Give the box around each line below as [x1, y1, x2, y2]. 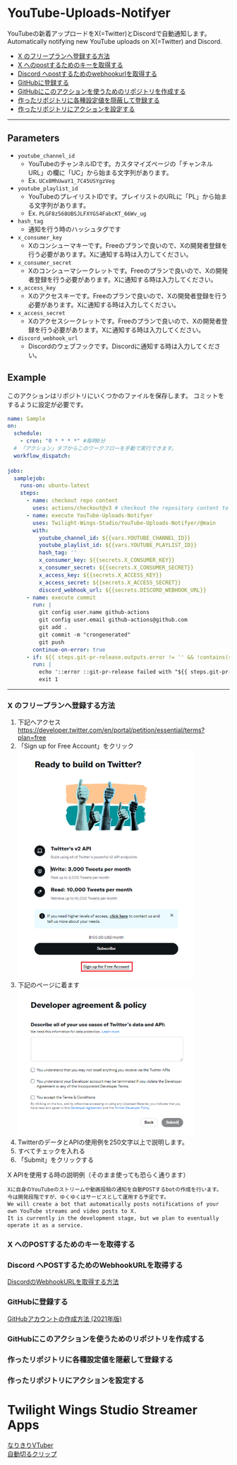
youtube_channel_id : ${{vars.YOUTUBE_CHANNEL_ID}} [38, 534, 191, 541]
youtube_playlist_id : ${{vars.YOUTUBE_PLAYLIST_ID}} [38, 542, 197, 549]
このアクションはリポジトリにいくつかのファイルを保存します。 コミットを [7, 391, 224, 400]
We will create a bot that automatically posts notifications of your [7, 1201, 219, 1208]
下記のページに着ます [17, 981, 80, 989]
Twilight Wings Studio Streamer [7, 1401, 197, 1418]
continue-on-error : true [32, 646, 106, 653]
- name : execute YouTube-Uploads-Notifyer [25, 512, 153, 519]
